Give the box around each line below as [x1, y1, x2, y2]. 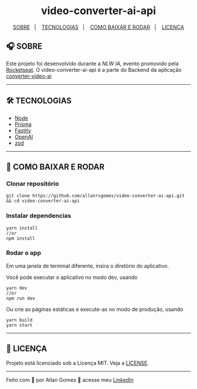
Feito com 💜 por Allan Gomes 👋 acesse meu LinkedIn [6, 376, 134, 383]
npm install [6, 235, 35, 241]
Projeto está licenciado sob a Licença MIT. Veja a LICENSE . [6, 359, 150, 366]
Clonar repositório [6, 179, 59, 188]
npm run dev [6, 295, 35, 301]
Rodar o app [6, 249, 41, 257]
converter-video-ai [6, 72, 52, 79]
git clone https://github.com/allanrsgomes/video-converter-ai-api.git [6, 193, 185, 199]
